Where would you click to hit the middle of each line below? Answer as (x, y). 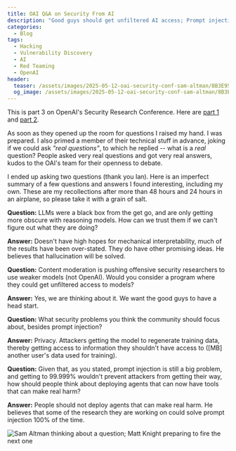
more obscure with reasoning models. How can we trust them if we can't (112, 220)
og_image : (28, 92)
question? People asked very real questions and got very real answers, (110, 156)
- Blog (23, 33)
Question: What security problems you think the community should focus (113, 320)
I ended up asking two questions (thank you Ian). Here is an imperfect (108, 177)
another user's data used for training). (62, 355)
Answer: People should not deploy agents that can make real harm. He (110, 405)
